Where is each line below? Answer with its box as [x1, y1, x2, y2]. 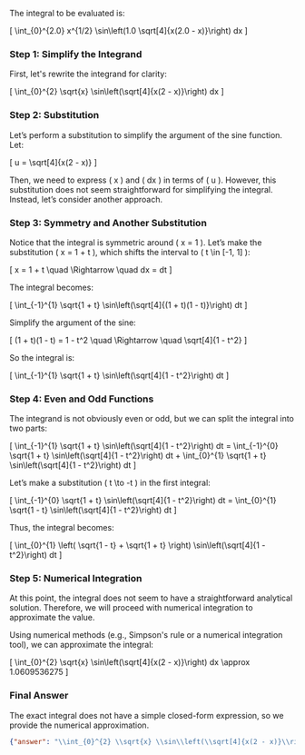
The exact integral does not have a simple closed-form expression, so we [9, 710, 284, 720]
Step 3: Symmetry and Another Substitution [9, 216, 207, 229]
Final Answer [9, 690, 69, 702]
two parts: [9, 422, 48, 434]
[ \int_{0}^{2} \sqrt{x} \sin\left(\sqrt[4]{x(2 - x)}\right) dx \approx [9, 657, 251, 668]
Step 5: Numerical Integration [9, 572, 143, 585]
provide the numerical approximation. [9, 720, 150, 730]
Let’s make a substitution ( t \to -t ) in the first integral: [9, 477, 211, 489]
